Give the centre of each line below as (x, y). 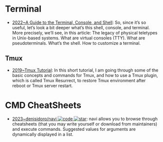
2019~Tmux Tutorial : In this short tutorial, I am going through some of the (85, 70)
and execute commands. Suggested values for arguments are (74, 129)
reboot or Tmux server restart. (42, 86)
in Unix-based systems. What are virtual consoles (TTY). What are (78, 38)
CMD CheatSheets (43, 105)
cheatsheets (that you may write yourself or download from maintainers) (85, 124)
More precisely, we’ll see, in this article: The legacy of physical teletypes (85, 33)
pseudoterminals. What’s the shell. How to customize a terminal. (76, 43)
